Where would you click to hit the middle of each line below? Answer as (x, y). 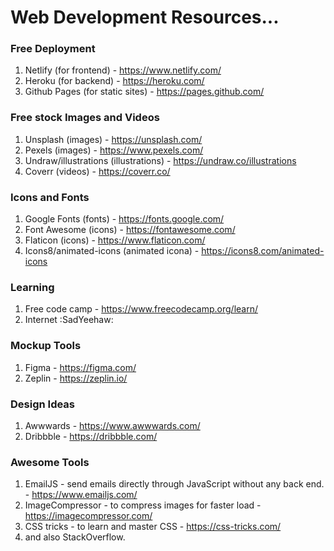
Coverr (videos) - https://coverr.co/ (97, 171)
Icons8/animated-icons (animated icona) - (112, 251)
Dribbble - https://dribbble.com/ (91, 436)
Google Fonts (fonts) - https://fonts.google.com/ (124, 219)
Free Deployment (53, 49)
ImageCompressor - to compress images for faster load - (143, 505)
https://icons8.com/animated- (263, 251)
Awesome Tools (50, 462)
